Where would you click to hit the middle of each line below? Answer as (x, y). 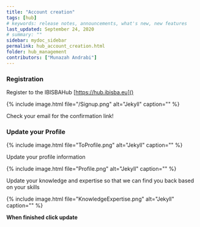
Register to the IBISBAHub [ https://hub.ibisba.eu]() (70, 92)
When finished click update (42, 217)
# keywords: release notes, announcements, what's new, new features (97, 23)
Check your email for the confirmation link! (60, 116)
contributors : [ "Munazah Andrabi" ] (52, 58)
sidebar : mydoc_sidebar (37, 40)
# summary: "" (24, 35)
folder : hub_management (37, 52)
